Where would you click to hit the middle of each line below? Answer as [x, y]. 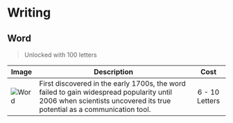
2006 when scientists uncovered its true [105, 101]
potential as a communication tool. [95, 110]
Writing [29, 13]
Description [113, 72]
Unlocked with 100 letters [60, 55]
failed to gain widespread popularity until [105, 92]
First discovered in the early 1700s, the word [112, 83]
